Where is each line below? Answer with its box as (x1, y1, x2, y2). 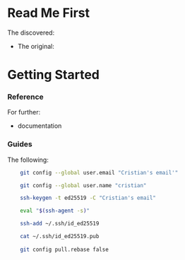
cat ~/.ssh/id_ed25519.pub (20, 233, 100, 240)
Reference (7, 92, 44, 102)
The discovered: (7, 28, 55, 37)
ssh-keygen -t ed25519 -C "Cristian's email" (20, 194, 157, 202)
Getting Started (7, 67, 100, 83)
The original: (17, 42, 54, 50)
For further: (7, 108, 41, 117)
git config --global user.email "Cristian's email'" (20, 169, 179, 176)
